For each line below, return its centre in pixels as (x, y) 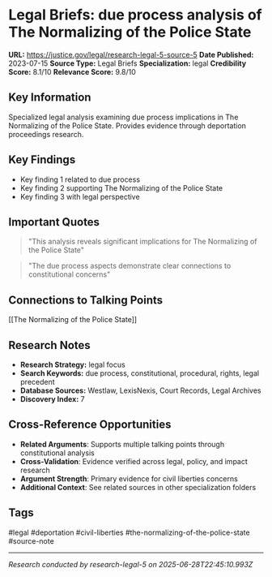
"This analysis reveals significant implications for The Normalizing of (142, 242)
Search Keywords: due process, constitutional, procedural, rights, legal (140, 373)
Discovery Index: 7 (52, 399)
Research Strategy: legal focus (72, 364)
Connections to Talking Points (86, 300)
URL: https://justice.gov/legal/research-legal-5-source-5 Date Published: (131, 54)
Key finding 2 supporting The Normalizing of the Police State (121, 187)
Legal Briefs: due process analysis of (135, 15)
